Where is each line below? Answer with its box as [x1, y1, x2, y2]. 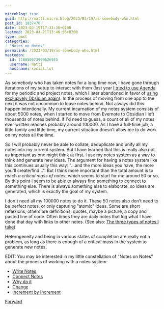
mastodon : [5, 53, 26, 57]
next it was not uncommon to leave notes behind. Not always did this [5, 101, 145, 107]
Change [12, 284, 28, 290]
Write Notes [12, 268, 37, 274]
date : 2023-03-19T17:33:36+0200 [5, 25, 71, 30]
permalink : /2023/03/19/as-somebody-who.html [5, 48, 100, 53]
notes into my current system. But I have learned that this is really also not [5, 147, 155, 153]
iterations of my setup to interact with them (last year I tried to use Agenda [5, 85, 156, 91]
